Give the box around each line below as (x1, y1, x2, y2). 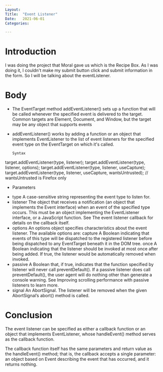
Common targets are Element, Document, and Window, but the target (12, 116, 151, 122)
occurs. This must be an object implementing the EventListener (12, 210, 140, 216)
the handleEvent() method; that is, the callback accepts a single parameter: (5, 351, 156, 357)
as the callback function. (5, 336, 55, 342)
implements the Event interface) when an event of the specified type (12, 204, 150, 210)
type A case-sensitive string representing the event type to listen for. (12, 194, 151, 200)
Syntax (12, 151, 26, 156)
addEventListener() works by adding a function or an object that (12, 131, 141, 137)
